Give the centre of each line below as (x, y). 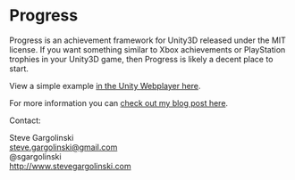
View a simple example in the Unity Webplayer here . (105, 86)
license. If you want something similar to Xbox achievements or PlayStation (147, 49)
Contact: (25, 120)
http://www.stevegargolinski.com (70, 166)
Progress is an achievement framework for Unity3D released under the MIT (147, 40)
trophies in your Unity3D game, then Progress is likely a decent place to (141, 59)
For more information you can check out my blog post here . (119, 102)
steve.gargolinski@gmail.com (63, 147)
